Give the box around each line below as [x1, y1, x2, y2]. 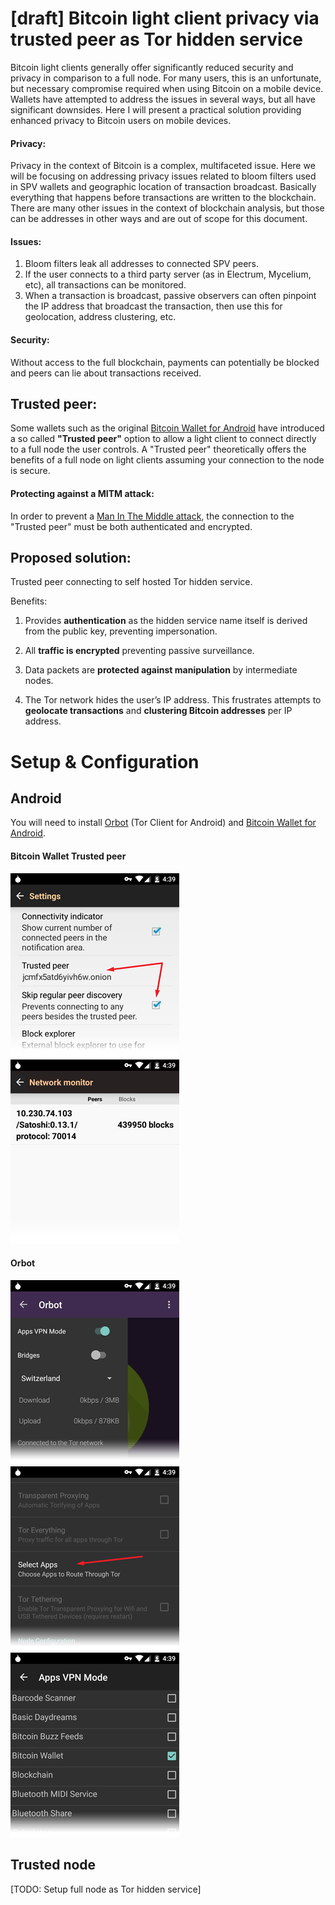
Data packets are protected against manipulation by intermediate [24, 664, 298, 676]
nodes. [24, 675, 54, 687]
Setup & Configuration [10, 750, 200, 773]
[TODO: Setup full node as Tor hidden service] [10, 1883, 202, 1895]
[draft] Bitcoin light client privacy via [10, 7, 320, 30]
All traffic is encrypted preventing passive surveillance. [24, 645, 255, 657]
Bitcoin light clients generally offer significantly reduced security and [10, 61, 294, 73]
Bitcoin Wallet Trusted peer [10, 850, 127, 862]
